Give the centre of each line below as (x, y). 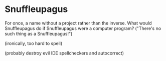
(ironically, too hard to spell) (34, 43)
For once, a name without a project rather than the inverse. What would (78, 23)
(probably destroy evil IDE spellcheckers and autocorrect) (64, 53)
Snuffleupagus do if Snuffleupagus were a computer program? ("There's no (83, 28)
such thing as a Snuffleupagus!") (39, 33)
